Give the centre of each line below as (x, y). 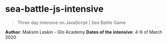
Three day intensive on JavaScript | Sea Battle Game (72, 22)
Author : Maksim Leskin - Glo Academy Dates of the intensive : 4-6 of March (84, 32)
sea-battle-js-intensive (54, 9)
